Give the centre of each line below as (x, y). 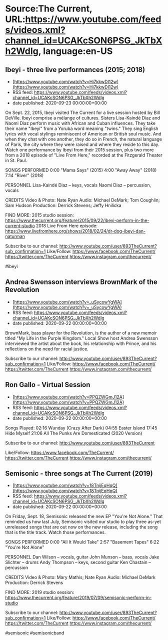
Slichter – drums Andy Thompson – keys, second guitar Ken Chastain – (78, 562)
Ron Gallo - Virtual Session (48, 385)
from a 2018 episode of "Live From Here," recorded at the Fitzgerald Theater (84, 155)
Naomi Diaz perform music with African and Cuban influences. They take (80, 123)
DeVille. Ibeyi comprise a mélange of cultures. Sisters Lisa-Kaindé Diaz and (82, 118)
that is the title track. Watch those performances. (55, 532)
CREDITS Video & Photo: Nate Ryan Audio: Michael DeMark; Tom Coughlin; (82, 200)
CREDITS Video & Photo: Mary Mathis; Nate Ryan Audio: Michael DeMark (80, 577)
